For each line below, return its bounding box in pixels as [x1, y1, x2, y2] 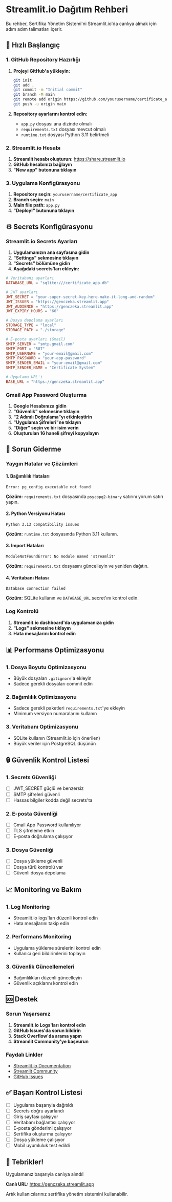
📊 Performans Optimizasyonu [6, 646, 104, 654]
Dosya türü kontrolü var [13, 864, 63, 870]
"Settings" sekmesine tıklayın [13, 255, 79, 261]
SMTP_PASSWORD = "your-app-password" [6, 356, 87, 361]
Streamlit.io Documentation [13, 1062, 71, 1068]
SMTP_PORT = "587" [6, 346, 45, 351]
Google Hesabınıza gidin [13, 403, 67, 409]
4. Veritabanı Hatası [6, 574, 49, 581]
